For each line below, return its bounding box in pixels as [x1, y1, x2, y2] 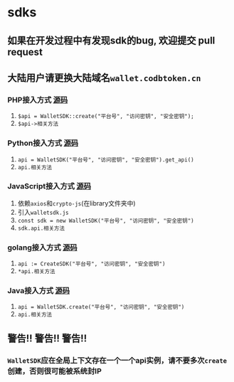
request [7, 46, 43, 58]
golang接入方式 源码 [7, 243, 78, 253]
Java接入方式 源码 [7, 286, 70, 296]
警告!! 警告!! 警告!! [7, 332, 87, 344]
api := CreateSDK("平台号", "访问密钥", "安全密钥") [17, 260, 166, 267]
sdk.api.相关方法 [17, 225, 65, 232]
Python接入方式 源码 [7, 138, 79, 148]
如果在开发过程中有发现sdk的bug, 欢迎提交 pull [7, 34, 216, 46]
